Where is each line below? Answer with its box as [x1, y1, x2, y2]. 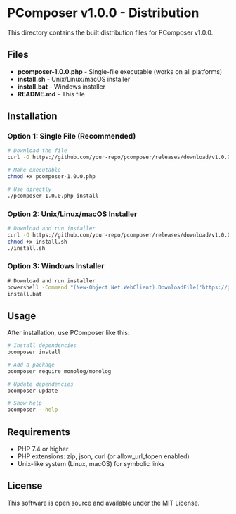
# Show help [7, 400, 42, 407]
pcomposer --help [7, 406, 58, 413]
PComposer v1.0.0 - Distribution [7, 5, 199, 21]
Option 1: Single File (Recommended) [7, 132, 136, 142]
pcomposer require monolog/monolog [7, 368, 112, 375]
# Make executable [7, 167, 61, 174]
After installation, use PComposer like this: [7, 329, 130, 337]
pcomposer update [7, 387, 58, 394]
